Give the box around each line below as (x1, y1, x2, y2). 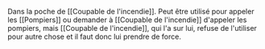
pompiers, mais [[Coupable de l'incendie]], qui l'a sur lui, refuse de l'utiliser (7, 24, 257, 32)
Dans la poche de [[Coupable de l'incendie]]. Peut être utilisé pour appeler (7, 7, 255, 16)
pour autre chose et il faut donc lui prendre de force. (7, 32, 182, 41)
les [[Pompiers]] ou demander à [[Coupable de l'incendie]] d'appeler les (7, 15, 247, 24)
